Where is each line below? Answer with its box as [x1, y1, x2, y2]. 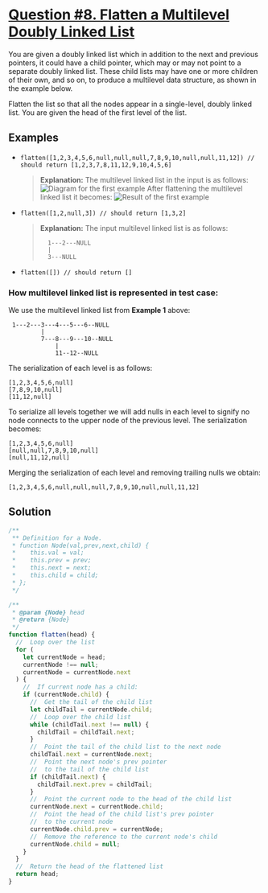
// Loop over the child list [29, 713, 131, 721]
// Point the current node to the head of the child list [29, 795, 232, 804]
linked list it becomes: [39, 191, 113, 202]
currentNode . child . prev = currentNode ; [29, 825, 163, 833]
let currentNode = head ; [23, 653, 106, 661]
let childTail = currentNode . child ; [29, 706, 153, 714]
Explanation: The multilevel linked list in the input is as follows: [39, 175, 249, 184]
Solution [8, 505, 52, 519]
